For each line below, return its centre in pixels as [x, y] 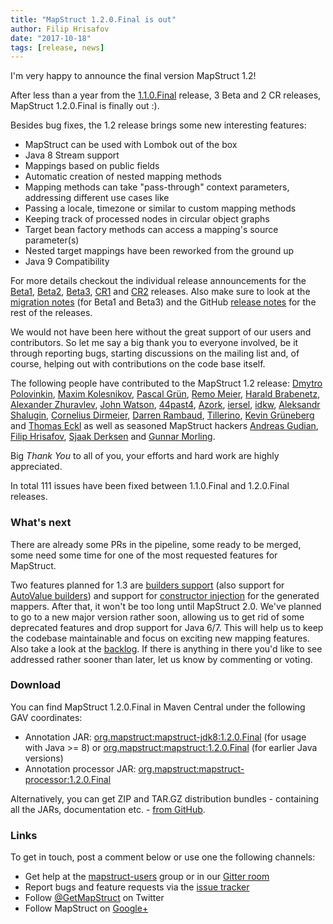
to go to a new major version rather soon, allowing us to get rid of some [157, 617]
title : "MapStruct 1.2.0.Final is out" [93, 19]
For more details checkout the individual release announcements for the [158, 281]
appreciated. [36, 467]
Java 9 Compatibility [67, 262]
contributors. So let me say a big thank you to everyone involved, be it [154, 343]
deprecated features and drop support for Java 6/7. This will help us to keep [167, 627]
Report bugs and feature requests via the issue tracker [137, 887]
